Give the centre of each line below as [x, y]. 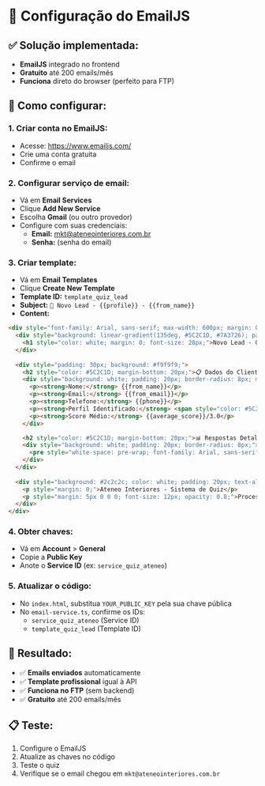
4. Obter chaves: [41, 531]
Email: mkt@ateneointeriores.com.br [91, 233]
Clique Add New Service [60, 208]
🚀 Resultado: [40, 654]
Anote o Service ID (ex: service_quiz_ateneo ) [93, 565]
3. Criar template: [43, 263]
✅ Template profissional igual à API [78, 681]
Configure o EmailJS [53, 748]
